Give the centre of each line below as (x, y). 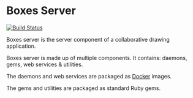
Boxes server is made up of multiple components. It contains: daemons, (97, 58)
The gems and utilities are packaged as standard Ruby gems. (84, 88)
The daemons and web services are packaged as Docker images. (89, 76)
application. (21, 46)
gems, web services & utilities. (45, 64)
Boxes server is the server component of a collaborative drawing (88, 39)
